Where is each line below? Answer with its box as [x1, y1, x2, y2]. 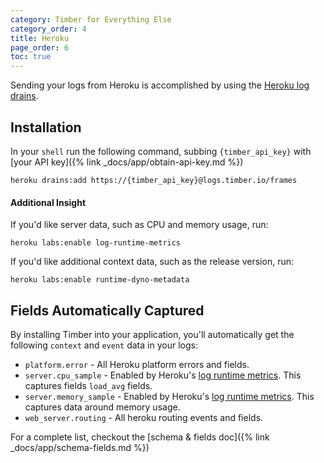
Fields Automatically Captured [10, 302, 205, 319]
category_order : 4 [10, 24, 87, 34]
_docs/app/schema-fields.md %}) [10, 441, 150, 453]
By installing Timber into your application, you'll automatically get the [10, 328, 295, 340]
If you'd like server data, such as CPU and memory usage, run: [10, 219, 269, 231]
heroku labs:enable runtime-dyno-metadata [10, 275, 190, 285]
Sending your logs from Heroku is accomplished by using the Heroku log [10, 79, 310, 91]
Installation [10, 119, 82, 136]
